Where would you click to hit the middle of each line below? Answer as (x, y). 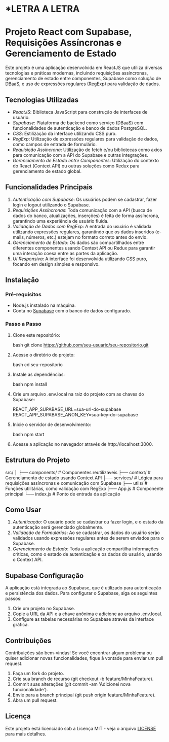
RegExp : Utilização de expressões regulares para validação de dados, (85, 139)
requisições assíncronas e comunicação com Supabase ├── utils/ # (76, 483)
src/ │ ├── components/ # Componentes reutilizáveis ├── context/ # (78, 472)
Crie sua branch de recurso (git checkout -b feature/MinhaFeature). (83, 679)
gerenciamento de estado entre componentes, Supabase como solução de (83, 79)
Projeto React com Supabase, (69, 32)
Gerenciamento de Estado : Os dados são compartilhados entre (78, 242)
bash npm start (28, 434)
